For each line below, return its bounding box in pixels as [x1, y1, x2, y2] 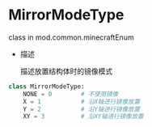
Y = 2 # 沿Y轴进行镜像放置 [23, 105, 140, 113]
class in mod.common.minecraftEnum [8, 32, 135, 42]
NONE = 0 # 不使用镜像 [23, 90, 119, 98]
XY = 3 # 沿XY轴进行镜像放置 [23, 112, 144, 121]
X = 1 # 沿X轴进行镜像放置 [23, 97, 140, 106]
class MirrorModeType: [8, 83, 85, 91]
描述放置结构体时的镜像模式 [19, 66, 113, 76]
